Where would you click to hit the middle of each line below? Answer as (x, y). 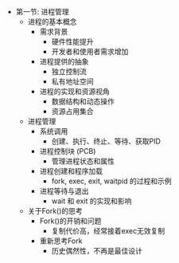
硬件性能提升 (72, 41)
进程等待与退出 (64, 191)
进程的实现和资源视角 (74, 91)
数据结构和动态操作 (83, 101)
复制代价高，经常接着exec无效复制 (108, 231)
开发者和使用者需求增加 (90, 51)
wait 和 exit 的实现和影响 (91, 201)
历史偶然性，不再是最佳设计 (97, 251)
